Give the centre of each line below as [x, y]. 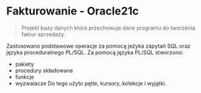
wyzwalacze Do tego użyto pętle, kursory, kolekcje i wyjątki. [90, 83]
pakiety [25, 64]
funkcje [25, 77]
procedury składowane [44, 70]
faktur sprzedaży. [43, 34]
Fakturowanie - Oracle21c [72, 11]
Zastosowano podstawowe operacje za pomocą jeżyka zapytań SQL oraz [98, 46]
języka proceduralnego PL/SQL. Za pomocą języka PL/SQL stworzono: [95, 52]
